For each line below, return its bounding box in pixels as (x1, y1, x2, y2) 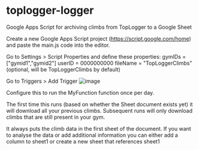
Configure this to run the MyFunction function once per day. (6, 89, 155, 96)
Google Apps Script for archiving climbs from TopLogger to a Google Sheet (6, 23, 192, 31)
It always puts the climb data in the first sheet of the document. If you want (6, 125, 192, 132)
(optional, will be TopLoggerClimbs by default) (6, 65, 121, 73)
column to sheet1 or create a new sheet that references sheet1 (6, 137, 160, 145)
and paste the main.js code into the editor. (6, 41, 110, 49)
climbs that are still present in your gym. (6, 113, 105, 121)
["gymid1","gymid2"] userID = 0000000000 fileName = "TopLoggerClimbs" (6, 59, 192, 67)
